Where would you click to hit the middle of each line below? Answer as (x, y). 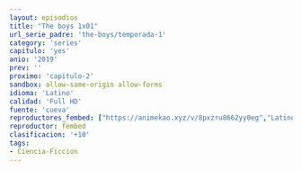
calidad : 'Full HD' (46, 101)
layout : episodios (44, 18)
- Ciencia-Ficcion (44, 151)
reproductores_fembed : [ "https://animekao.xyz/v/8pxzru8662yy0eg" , (138, 118)
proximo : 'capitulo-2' (52, 76)
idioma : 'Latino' (42, 93)
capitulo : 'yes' (40, 51)
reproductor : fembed (48, 127)
